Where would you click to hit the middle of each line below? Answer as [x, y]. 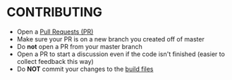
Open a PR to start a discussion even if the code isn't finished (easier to [121, 54]
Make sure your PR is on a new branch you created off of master [111, 39]
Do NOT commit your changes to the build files [85, 69]
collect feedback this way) [55, 61]
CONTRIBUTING [55, 12]
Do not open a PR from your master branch [79, 46]
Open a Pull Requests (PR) [55, 32]
